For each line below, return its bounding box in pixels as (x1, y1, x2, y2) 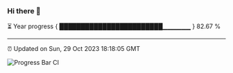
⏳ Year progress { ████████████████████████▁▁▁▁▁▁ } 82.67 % (7, 22, 221, 30)
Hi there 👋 (7, 6, 42, 16)
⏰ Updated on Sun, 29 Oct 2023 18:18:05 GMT (7, 45, 141, 53)
